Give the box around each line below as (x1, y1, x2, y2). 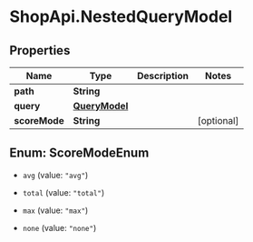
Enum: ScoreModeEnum (9, 146, 150, 161)
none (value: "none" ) (22, 222, 97, 233)
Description (137, 70, 189, 82)
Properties (9, 43, 71, 58)
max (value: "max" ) (22, 205, 89, 216)
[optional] (197, 115, 239, 126)
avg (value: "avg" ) (22, 169, 89, 180)
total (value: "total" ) (22, 187, 105, 197)
